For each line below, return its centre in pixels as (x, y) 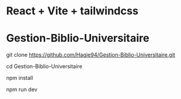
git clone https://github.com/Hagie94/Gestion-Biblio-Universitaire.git (91, 55)
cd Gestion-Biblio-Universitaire (44, 66)
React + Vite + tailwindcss (72, 11)
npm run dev (22, 89)
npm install (20, 78)
